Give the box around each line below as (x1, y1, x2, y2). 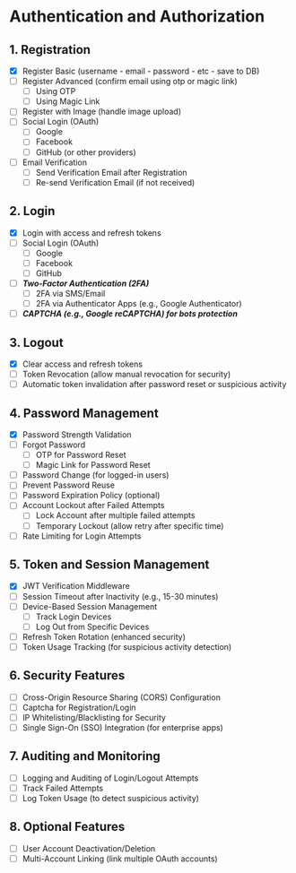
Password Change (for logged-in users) (22, 470, 170, 480)
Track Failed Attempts (22, 782, 104, 793)
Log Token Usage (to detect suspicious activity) (22, 792, 200, 803)
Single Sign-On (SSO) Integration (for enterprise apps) (22, 722, 224, 732)
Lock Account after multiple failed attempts (35, 510, 196, 521)
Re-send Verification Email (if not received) (35, 177, 196, 187)
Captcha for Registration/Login (22, 702, 136, 713)
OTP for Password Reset (35, 450, 126, 461)
